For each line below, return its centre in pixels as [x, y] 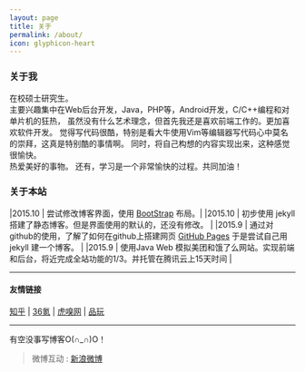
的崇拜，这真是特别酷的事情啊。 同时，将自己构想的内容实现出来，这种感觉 [150, 143]
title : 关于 [30, 26]
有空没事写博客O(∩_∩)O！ [58, 339]
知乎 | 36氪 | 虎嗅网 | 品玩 [57, 312]
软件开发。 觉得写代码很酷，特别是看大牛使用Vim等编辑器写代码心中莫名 [152, 132]
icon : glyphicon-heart [52, 43]
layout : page [34, 18]
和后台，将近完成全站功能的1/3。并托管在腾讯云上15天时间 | [121, 259]
